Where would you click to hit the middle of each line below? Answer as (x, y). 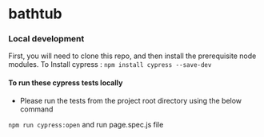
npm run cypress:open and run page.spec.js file (86, 124)
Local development (46, 39)
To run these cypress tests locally (66, 83)
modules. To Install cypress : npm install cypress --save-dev (110, 65)
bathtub (35, 14)
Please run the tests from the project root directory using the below (131, 100)
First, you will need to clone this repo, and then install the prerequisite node (132, 56)
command (36, 109)
